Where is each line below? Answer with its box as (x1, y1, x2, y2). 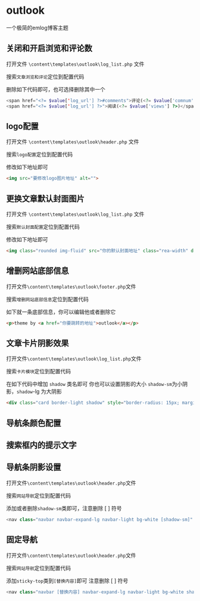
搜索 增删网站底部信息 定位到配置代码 (6, 295, 89, 302)
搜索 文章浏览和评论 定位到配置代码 (6, 73, 85, 80)
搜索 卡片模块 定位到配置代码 (6, 368, 71, 375)
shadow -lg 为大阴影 (17, 388, 62, 395)
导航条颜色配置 (6, 418, 61, 428)
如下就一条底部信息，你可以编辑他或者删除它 (6, 308, 116, 315)
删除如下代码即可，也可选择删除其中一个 (6, 85, 105, 93)
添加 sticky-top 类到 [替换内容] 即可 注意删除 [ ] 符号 (6, 577, 129, 584)
